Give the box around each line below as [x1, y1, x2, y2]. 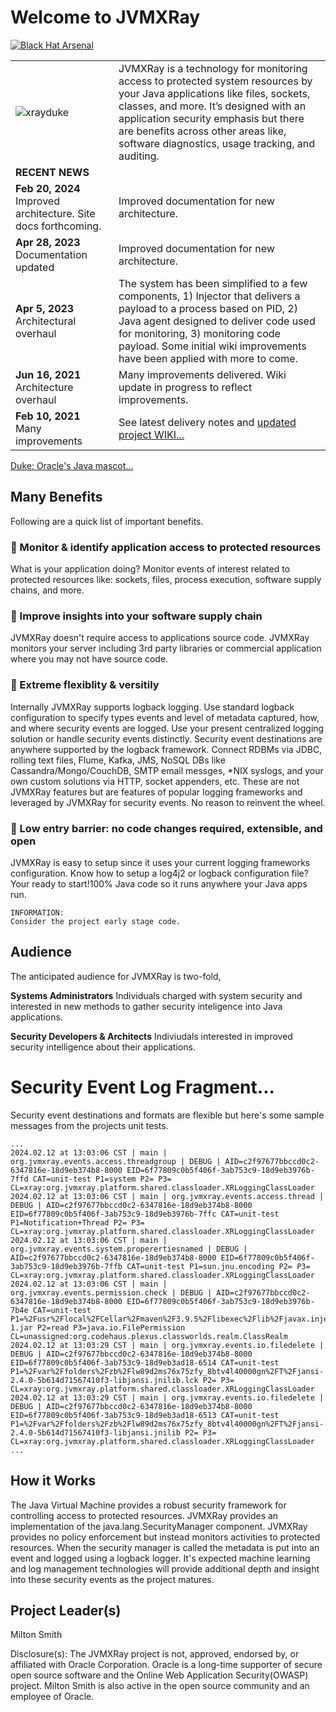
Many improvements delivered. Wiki [118, 367, 287, 381]
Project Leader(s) [10, 1602, 122, 1619]
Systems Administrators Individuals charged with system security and [10, 989, 303, 1001]
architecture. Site [15, 206, 96, 220]
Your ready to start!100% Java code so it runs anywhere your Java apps [10, 877, 308, 890]
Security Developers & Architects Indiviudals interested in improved [10, 1030, 293, 1042]
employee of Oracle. [10, 1691, 95, 1703]
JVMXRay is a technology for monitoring [118, 61, 308, 75]
